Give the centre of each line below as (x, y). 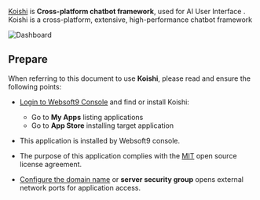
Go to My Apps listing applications (87, 117)
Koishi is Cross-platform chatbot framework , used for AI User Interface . (127, 11)
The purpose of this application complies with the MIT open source (128, 155)
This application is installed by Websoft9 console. (100, 140)
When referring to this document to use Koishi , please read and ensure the (130, 78)
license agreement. (51, 164)
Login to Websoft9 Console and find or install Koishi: (104, 102)
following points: (35, 86)
